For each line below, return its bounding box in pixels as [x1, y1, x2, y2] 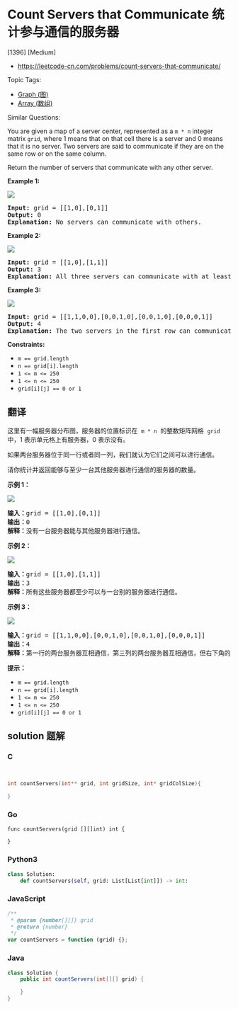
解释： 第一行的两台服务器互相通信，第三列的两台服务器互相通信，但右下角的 [7, 649, 231, 657]
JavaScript [7, 894, 46, 903]
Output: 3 [7, 265, 41, 273]
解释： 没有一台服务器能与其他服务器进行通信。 [7, 527, 144, 535]
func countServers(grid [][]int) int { [7, 826, 125, 833]
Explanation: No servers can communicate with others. [7, 217, 202, 226]
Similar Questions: [7, 113, 61, 121]
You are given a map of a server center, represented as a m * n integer [7, 127, 214, 135]
